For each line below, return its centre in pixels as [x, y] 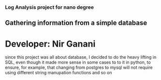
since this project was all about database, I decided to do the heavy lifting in [81, 57]
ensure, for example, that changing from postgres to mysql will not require [79, 67]
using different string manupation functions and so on [59, 73]
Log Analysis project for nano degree [50, 7]
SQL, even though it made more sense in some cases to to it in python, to [78, 63]
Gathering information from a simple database [76, 23]
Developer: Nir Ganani [50, 44]
